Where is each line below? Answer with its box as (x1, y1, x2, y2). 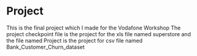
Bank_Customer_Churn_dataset (6, 43, 85, 51)
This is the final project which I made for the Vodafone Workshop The (6, 24, 181, 31)
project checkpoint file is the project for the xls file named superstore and (6, 30, 191, 37)
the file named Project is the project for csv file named (6, 37, 143, 44)
